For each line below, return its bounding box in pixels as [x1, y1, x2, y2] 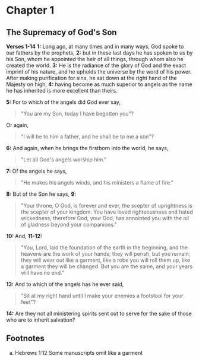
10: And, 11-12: [6, 233, 43, 239]
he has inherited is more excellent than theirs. [6, 87, 118, 94]
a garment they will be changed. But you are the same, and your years [20, 263, 193, 270]
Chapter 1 [6, 4, 55, 17]
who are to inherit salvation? [6, 316, 75, 323]
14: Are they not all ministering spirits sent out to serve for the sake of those [6, 310, 192, 317]
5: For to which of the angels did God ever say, [6, 99, 121, 106]
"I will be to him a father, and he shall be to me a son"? [20, 133, 154, 140]
